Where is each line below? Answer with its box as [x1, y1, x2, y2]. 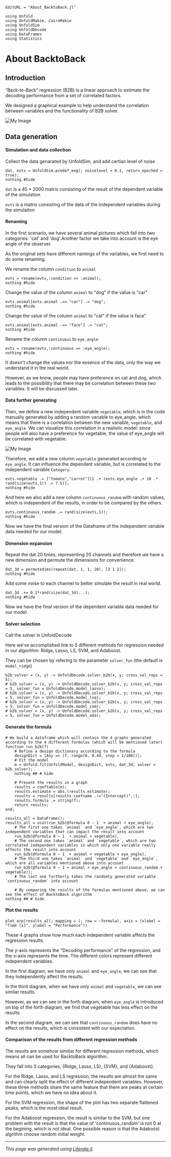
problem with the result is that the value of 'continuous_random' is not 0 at [5, 1120, 161, 1126]
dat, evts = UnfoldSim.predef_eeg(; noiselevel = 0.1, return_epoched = [5, 168, 163, 173]
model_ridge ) [5, 663, 32, 669]
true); [5, 172, 19, 177]
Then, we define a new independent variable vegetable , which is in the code [5, 409, 165, 414]
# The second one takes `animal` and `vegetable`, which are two [14, 838, 156, 843]
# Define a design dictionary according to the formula [14, 748, 136, 754]
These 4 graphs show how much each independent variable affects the [5, 931, 155, 938]
